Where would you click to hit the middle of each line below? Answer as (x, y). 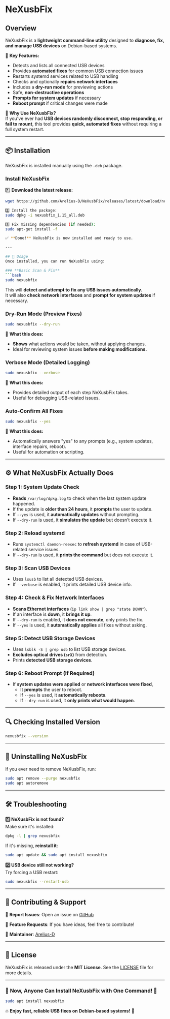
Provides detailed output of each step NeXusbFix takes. (71, 392)
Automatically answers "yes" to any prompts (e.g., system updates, (83, 441)
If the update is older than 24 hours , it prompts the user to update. (82, 509)
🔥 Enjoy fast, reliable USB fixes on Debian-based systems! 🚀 (70, 1011)
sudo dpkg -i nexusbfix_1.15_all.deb (45, 215)
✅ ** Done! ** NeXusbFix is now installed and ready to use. (69, 238)
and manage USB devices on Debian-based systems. (61, 46)
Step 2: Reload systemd (35, 533)
